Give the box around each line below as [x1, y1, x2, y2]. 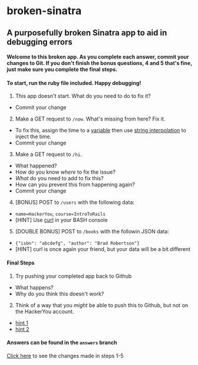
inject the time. [15, 133, 52, 140]
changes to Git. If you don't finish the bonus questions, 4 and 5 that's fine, [6, 60, 192, 67]
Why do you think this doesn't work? [15, 290, 104, 297]
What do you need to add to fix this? [15, 175, 104, 182]
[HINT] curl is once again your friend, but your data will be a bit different [15, 246, 191, 253]
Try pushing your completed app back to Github [15, 272, 132, 279]
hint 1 [15, 319, 28, 326]
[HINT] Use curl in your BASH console [15, 217, 108, 224]
